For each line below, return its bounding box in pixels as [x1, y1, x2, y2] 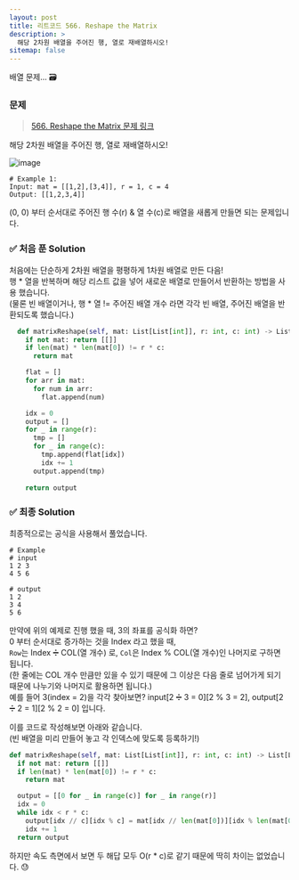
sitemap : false [9, 46, 66, 55]
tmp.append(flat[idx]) [41, 451, 125, 460]
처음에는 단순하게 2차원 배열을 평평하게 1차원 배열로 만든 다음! [9, 265, 224, 275]
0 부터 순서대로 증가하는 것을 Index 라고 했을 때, [9, 636, 176, 647]
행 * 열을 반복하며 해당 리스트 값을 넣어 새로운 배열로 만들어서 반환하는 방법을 [9, 275, 277, 286]
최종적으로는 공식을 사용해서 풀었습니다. [9, 527, 148, 539]
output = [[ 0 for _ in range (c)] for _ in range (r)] [17, 792, 217, 801]
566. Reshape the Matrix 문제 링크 [30, 121, 155, 132]
